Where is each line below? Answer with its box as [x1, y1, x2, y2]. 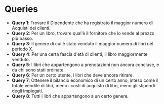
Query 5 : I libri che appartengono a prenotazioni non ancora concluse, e [11, 62, 159, 68]
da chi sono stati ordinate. [11, 67, 65, 72]
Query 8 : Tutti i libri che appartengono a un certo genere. [11, 93, 129, 99]
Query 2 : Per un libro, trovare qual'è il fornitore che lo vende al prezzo [11, 30, 155, 36]
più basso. [11, 35, 33, 41]
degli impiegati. [11, 88, 43, 94]
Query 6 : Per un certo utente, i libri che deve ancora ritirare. [11, 72, 134, 78]
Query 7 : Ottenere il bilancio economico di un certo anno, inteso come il [11, 77, 159, 83]
